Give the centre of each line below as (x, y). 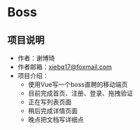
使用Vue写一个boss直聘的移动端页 (78, 84)
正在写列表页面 (50, 102)
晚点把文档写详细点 (56, 119)
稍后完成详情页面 (53, 111)
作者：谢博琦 (36, 58)
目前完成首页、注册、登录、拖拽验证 (81, 93)
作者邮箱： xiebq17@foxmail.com (65, 67)
